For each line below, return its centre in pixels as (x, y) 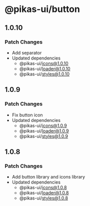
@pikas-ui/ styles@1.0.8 (44, 198)
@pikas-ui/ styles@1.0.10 (44, 74)
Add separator (27, 52)
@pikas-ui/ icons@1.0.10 (44, 63)
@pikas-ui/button (42, 9)
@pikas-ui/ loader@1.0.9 (44, 130)
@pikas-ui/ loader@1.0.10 (45, 68)
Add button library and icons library (48, 177)
